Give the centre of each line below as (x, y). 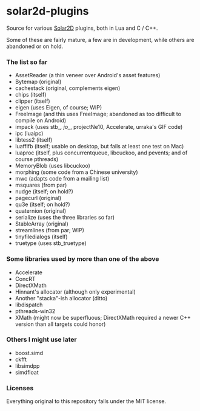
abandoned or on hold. (35, 46)
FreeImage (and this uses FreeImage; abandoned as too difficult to (98, 114)
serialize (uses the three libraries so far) (65, 218)
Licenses (20, 388)
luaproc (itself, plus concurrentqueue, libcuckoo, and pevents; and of (101, 153)
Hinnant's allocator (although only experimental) (75, 292)
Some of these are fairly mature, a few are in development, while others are (100, 40)
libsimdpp (27, 365)
